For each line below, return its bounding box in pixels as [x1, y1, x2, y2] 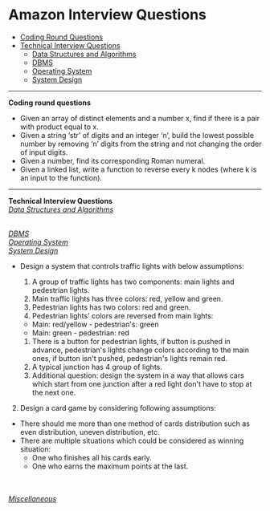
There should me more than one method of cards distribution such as [19, 419, 251, 428]
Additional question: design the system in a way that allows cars [31, 371, 245, 380]
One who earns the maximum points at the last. [31, 461, 189, 471]
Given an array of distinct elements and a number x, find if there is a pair [19, 113, 260, 123]
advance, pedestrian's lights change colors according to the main [31, 345, 249, 355]
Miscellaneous [8, 493, 57, 503]
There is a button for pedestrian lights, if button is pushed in [31, 336, 231, 346]
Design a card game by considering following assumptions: [19, 403, 217, 412]
